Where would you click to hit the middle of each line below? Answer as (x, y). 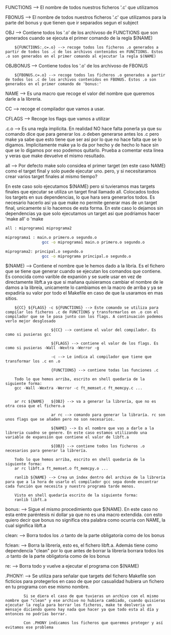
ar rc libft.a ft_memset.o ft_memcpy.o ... (62, 469)
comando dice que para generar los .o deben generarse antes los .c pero (82, 134)
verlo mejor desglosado (31, 321)
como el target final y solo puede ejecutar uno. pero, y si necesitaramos (81, 171)
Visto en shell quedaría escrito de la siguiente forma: (76, 495)
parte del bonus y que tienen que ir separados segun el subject (72, 23)
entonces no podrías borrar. (36, 614)
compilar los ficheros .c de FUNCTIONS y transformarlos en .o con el (82, 312)
